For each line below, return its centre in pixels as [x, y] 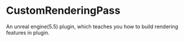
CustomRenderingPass [63, 11]
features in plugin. [28, 32]
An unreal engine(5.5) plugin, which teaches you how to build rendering [92, 26]
